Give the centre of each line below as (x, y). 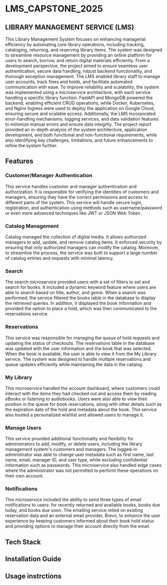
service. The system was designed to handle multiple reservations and (78, 359)
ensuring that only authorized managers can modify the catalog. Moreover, (82, 247)
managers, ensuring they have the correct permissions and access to (77, 197)
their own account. (24, 476)
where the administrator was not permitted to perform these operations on (82, 470)
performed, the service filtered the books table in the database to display (80, 298)
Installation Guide (33, 559)
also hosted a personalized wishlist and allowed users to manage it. (74, 415)
